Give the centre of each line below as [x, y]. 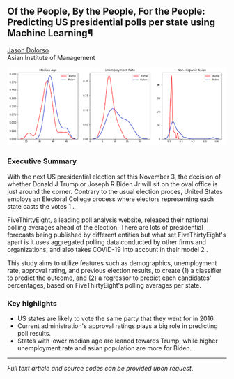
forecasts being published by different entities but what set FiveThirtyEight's [117, 235]
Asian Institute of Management [51, 57]
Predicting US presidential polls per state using [111, 23]
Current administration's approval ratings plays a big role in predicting [117, 326]
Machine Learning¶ [50, 33]
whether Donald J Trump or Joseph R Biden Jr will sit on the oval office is [112, 184]
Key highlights [32, 303]
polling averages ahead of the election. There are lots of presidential [105, 227]
